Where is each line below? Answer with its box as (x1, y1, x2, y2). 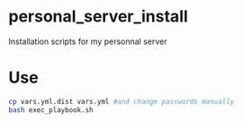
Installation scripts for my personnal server (8, 36, 167, 47)
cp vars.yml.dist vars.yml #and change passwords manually (8, 97, 235, 106)
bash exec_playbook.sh (8, 105, 94, 114)
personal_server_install (8, 6, 188, 27)
